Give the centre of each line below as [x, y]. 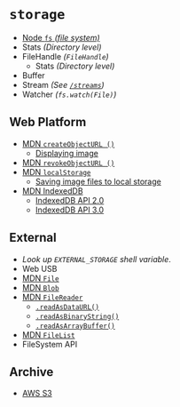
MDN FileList [48, 334]
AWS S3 [37, 394]
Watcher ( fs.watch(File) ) [69, 94]
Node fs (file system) [61, 37]
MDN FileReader [52, 297]
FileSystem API [50, 344]
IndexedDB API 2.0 [70, 200]
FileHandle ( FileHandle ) [65, 56]
